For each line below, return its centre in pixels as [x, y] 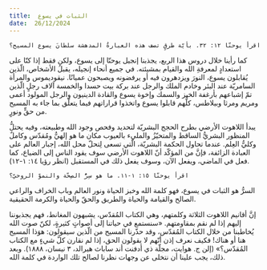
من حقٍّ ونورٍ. [28, 111]
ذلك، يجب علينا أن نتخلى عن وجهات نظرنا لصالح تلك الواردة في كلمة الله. [117, 256]
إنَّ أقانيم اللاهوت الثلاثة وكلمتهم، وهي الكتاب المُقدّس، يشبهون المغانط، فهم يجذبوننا [133, 214]
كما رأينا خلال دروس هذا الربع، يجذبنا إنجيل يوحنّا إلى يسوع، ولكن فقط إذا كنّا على [128, 60]
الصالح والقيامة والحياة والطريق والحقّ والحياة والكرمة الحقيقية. [103, 199]
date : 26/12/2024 [40, 23]
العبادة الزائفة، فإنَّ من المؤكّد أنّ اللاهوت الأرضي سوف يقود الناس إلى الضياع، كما [130, 152]
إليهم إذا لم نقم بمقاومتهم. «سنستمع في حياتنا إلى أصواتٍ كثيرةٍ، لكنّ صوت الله [125, 223]
